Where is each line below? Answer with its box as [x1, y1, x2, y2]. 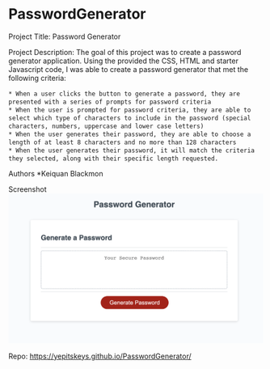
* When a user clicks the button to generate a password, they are [8, 90, 241, 98]
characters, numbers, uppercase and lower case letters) [8, 122, 205, 130]
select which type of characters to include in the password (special [8, 114, 251, 122]
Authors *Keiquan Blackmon [8, 168, 103, 178]
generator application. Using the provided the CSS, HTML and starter [8, 56, 238, 66]
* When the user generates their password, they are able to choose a [8, 130, 251, 138]
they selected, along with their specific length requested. [8, 155, 219, 163]
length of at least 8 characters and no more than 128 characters [8, 138, 237, 146]
